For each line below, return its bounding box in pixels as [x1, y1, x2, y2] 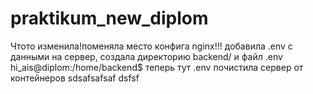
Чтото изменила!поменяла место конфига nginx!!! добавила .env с [10, 40, 293, 52]
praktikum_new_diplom [10, 7, 209, 30]
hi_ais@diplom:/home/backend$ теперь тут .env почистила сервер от [10, 61, 304, 73]
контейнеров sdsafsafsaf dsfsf [10, 72, 140, 84]
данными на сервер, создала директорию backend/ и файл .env [10, 50, 283, 62]
